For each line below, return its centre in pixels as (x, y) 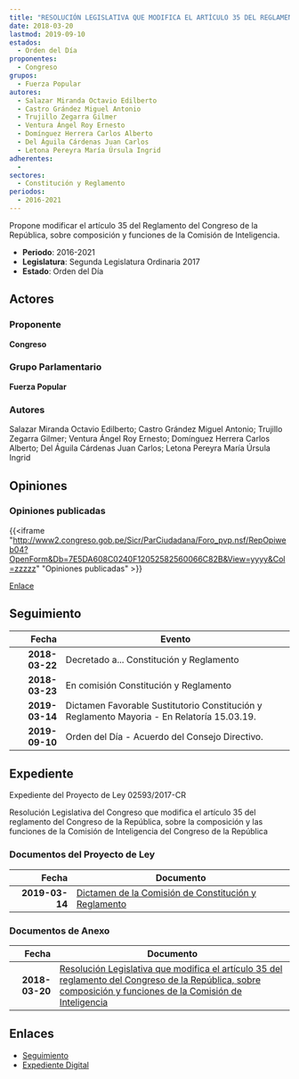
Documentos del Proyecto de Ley (82, 855)
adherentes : (31, 158)
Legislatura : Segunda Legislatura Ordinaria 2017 (111, 261)
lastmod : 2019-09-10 (48, 34)
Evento (175, 639)
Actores (32, 299)
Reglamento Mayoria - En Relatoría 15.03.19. (161, 717)
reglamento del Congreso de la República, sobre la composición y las (136, 822)
